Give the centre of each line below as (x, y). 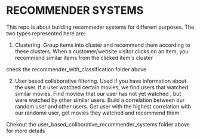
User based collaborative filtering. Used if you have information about (101, 81)
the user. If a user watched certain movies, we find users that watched (101, 87)
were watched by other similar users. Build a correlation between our (100, 100)
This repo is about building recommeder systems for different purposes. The (100, 27)
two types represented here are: (46, 33)
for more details (26, 131)
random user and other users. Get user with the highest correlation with (103, 106)
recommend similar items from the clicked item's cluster (84, 58)
